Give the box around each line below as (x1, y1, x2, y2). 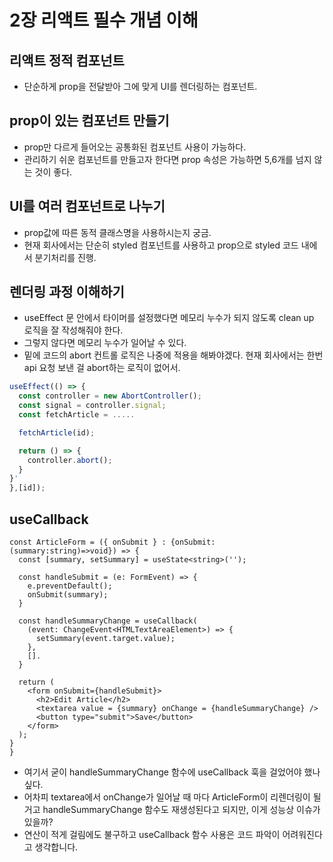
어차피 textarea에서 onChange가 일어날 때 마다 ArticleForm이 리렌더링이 (23, 791, 311, 803)
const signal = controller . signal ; (18, 401, 167, 411)
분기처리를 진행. (34, 251, 97, 263)
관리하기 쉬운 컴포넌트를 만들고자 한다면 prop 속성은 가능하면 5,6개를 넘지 (23, 153, 312, 165)
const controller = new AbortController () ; (18, 391, 202, 401)
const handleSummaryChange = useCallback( (18, 616, 198, 626)
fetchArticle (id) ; (18, 427, 96, 438)
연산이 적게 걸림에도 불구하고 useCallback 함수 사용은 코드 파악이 (23, 829, 281, 840)
